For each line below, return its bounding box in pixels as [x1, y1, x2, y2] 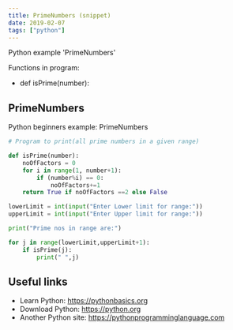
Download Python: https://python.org [19, 305, 141, 314]
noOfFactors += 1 [50, 181, 101, 189]
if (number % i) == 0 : [36, 174, 104, 182]
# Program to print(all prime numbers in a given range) [8, 137, 200, 146]
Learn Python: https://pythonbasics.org [19, 296, 148, 306]
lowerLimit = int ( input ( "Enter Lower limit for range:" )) [8, 203, 203, 211]
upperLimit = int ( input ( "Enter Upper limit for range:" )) [8, 210, 203, 218]
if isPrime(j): [22, 246, 73, 253]
